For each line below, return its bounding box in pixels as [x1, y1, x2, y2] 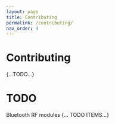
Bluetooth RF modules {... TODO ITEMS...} [6, 111, 109, 119]
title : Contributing [6, 14, 58, 20]
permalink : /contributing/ [6, 20, 73, 26]
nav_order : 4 [6, 25, 39, 32]
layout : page [6, 8, 39, 15]
